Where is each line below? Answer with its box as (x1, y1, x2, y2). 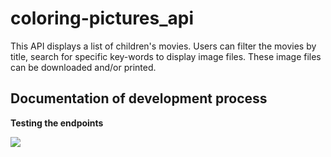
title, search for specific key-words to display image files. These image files (10, 50, 322, 62)
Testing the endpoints (10, 117, 104, 129)
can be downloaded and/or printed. (10, 61, 157, 73)
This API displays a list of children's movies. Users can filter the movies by (10, 40, 317, 52)
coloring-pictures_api (10, 7, 195, 30)
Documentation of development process (10, 90, 268, 107)
